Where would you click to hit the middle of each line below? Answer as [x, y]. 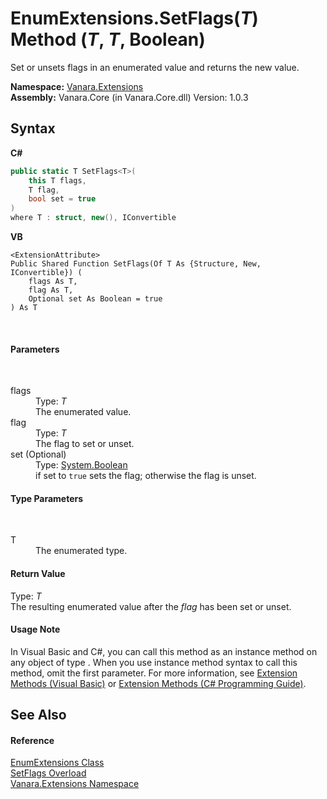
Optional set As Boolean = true [95, 299]
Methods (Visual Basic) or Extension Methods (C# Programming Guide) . [158, 683]
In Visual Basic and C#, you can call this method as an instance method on [164, 651]
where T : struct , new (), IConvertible [93, 218]
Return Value [38, 573]
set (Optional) [38, 454]
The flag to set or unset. [85, 444]
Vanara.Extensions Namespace [75, 784]
